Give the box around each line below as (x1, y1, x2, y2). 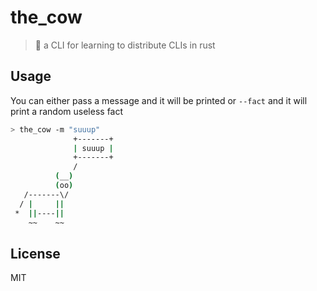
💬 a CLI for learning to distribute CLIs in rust (34, 39, 216, 51)
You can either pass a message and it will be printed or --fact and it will (10, 94, 308, 106)
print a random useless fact (10, 105, 124, 117)
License (10, 245, 61, 262)
